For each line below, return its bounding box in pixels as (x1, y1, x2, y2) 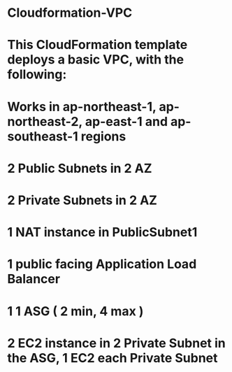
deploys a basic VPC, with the (7, 52, 184, 68)
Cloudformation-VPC (7, 5, 133, 21)
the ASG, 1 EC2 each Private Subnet (7, 350, 218, 366)
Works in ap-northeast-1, (7, 99, 157, 115)
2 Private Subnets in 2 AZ (7, 192, 157, 208)
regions (80, 128, 126, 144)
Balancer (7, 271, 61, 287)
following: (7, 66, 67, 83)
